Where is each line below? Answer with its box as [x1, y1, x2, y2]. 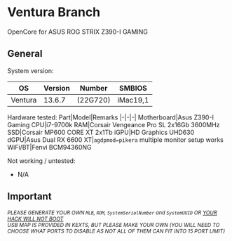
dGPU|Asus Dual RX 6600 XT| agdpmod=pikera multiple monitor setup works [7, 135, 224, 144]
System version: [7, 66, 54, 74]
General [7, 48, 43, 60]
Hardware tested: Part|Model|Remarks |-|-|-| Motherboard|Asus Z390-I [7, 113, 214, 122]
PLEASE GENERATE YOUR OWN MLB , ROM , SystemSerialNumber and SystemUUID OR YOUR [7, 209, 217, 216]
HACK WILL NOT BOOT [7, 215, 64, 222]
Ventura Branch [7, 4, 101, 20]
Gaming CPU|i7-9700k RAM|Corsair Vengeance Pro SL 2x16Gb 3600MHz [7, 120, 220, 129]
